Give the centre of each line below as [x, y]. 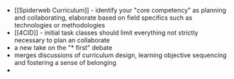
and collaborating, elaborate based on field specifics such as [103, 18]
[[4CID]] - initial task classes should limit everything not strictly [106, 32]
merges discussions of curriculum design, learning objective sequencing [120, 55]
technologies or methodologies [60, 25]
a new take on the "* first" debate [63, 48]
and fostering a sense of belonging [65, 62]
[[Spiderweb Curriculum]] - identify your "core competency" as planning [120, 10]
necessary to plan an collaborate [62, 40]
